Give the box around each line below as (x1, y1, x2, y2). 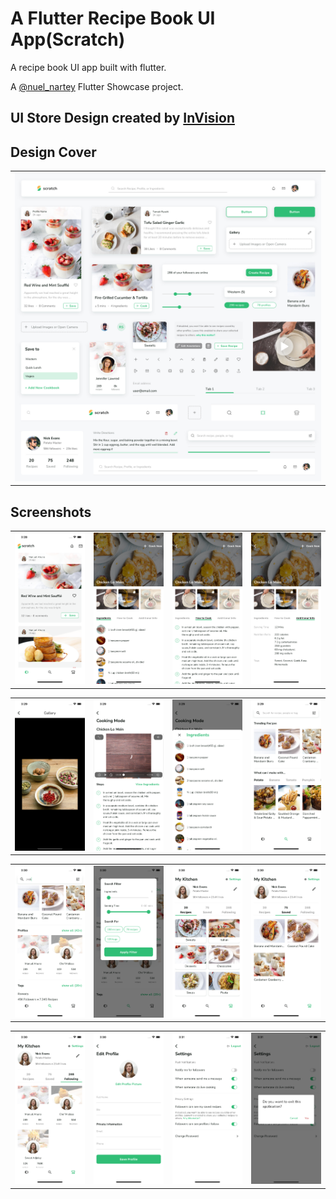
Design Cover (10, 143, 97, 161)
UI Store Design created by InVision (10, 110, 235, 127)
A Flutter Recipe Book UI (10, 7, 216, 30)
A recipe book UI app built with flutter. (10, 61, 167, 73)
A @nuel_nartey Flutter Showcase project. (10, 80, 184, 92)
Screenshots (10, 503, 92, 521)
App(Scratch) (10, 28, 126, 51)
